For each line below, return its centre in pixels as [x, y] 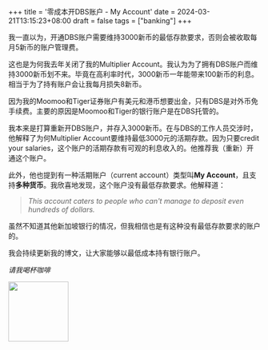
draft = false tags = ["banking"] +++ [132, 21]
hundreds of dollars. [61, 209]
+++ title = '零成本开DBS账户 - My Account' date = [92, 12]
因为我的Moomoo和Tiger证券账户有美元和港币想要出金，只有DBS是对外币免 [133, 101]
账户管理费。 [62, 47]
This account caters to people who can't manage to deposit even [136, 201]
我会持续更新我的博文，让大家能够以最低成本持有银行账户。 [106, 253]
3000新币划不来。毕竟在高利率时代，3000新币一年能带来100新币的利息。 [136, 74]
